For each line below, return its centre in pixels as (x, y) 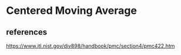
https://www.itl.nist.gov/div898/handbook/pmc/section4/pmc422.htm (90, 46)
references (27, 32)
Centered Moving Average (71, 11)
